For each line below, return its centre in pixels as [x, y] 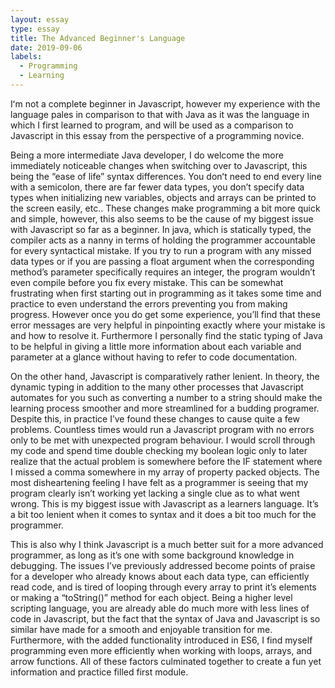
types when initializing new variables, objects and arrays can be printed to [163, 197]
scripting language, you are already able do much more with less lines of [160, 608]
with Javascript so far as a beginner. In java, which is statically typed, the [161, 229]
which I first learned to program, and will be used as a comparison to [152, 125]
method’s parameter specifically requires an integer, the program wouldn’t [163, 272]
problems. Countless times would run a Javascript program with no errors [162, 429]
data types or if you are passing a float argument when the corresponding [162, 261]
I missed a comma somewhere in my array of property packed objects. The [165, 472]
